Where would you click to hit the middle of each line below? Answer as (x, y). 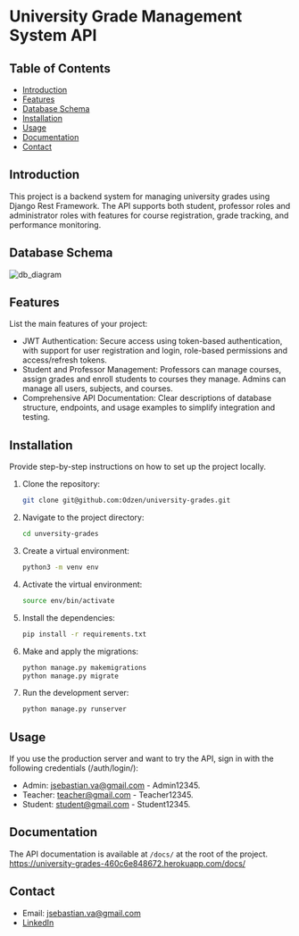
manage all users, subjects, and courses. (97, 389)
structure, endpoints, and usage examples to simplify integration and (149, 407)
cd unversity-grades (60, 534)
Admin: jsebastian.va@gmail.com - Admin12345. (111, 786)
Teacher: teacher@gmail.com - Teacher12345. (108, 795)
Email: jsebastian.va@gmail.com (81, 913)
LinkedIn (38, 923)
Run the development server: (75, 693)
